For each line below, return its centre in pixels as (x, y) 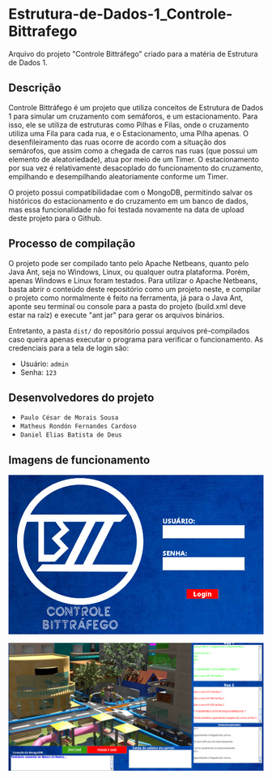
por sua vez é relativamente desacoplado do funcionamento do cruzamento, (136, 168)
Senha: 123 (38, 372)
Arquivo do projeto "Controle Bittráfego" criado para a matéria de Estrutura (133, 54)
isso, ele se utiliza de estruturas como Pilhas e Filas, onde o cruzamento (129, 125)
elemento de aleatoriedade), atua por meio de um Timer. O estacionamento (134, 159)
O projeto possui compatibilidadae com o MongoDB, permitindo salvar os (131, 192)
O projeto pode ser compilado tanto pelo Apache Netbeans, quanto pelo (129, 263)
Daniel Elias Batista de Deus (71, 435)
